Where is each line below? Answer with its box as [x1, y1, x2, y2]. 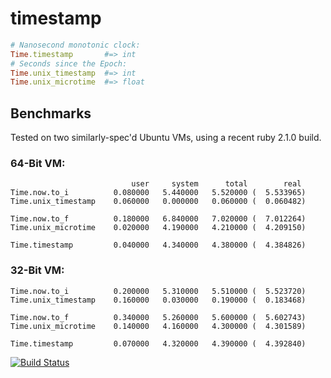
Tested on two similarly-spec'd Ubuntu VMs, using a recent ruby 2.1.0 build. [10, 132, 322, 144]
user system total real [131, 179, 302, 189]
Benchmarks [10, 105, 92, 122]
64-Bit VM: [10, 157, 66, 171]
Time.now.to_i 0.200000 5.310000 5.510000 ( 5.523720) [10, 286, 307, 296]
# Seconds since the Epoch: [10, 58, 128, 69]
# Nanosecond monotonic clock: [10, 40, 141, 50]
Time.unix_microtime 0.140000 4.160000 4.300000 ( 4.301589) [10, 321, 307, 331]
